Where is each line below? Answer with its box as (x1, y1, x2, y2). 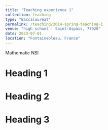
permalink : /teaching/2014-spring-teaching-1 (5, 21, 103, 27)
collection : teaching (5, 12, 51, 17)
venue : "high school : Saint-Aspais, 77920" (5, 26, 101, 31)
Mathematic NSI (5, 49, 39, 56)
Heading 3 (5, 114, 50, 125)
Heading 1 (5, 68, 48, 79)
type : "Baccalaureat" (5, 17, 51, 22)
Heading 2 (5, 91, 50, 102)
